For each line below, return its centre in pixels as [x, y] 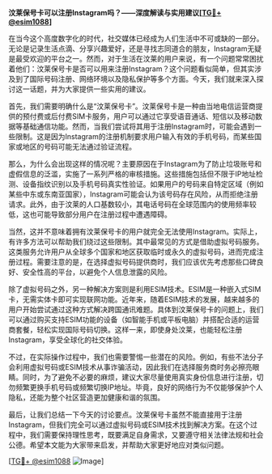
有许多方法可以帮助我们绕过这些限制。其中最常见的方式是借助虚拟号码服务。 [136, 241]
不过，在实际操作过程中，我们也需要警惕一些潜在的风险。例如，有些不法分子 [136, 357]
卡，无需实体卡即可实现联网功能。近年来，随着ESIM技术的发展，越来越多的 [134, 299]
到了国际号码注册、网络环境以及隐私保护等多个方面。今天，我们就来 [129, 79]
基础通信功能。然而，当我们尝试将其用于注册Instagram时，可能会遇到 [138, 126]
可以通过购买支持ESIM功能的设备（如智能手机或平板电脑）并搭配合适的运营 [134, 320]
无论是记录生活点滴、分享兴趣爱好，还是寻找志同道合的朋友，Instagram [128, 49]
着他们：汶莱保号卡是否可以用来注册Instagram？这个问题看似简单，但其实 [132, 69]
